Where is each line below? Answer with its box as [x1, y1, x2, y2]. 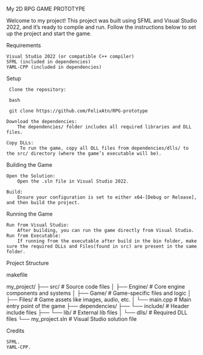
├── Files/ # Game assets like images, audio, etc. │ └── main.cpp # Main [6, 296, 191, 303]
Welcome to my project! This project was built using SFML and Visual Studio [6, 17, 198, 24]
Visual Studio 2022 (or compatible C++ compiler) [6, 54, 135, 60]
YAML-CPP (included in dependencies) [6, 64, 102, 70]
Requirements [6, 42, 41, 49]
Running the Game [6, 210, 53, 217]
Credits [6, 327, 25, 334]
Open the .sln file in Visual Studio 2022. [17, 178, 129, 185]
